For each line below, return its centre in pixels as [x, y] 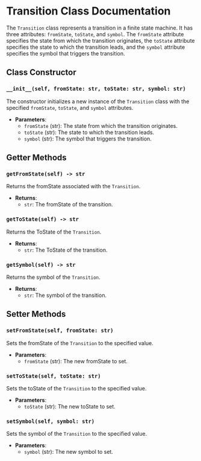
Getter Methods [37, 158]
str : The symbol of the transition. [65, 295]
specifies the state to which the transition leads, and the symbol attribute [96, 47]
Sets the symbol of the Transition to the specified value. [77, 434]
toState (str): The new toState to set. [70, 406]
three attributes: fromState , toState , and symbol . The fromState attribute [95, 34]
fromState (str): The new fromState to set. [76, 361]
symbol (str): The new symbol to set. [68, 452]
